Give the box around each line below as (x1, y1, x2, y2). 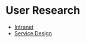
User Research (5, 4, 81, 17)
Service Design (14, 29, 52, 36)
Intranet (14, 23, 34, 30)
